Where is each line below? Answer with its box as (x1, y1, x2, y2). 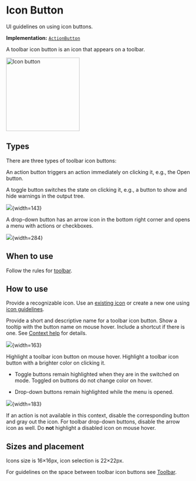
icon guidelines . (6, 306, 45, 313)
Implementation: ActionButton (6, 34, 80, 41)
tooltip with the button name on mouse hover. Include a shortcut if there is (6, 323, 185, 330)
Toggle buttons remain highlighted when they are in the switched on (14, 371, 180, 378)
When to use (6, 251, 54, 262)
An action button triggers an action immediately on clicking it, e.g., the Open (6, 168, 191, 175)
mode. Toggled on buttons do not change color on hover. (14, 377, 153, 384)
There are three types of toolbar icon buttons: (6, 157, 117, 164)
